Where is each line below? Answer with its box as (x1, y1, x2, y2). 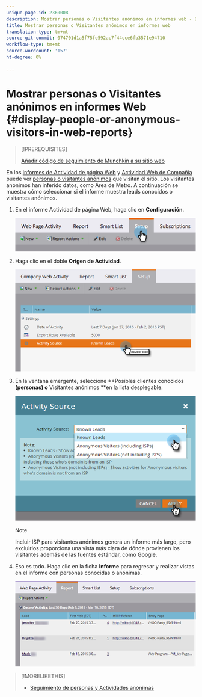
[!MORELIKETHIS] (20, 672, 66, 680)
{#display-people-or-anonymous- (6, 112, 180, 126)
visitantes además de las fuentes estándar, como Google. (14, 551, 158, 559)
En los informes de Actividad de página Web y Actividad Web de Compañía (6, 168, 192, 176)
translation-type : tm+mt (6, 29, 69, 35)
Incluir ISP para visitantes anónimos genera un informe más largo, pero (14, 538, 191, 545)
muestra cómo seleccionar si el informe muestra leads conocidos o (6, 188, 173, 195)
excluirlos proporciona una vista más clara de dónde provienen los (14, 545, 180, 552)
